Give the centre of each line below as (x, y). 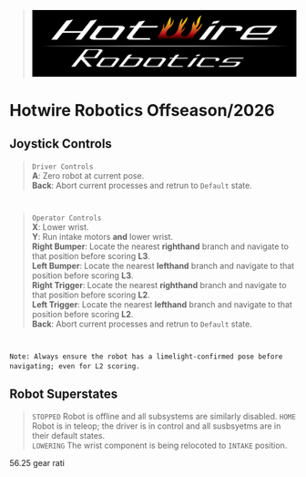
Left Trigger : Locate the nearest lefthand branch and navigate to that (162, 304)
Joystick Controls (61, 144)
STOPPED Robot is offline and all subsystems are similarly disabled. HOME (163, 416)
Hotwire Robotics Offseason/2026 (142, 110)
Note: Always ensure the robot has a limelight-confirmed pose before (146, 357)
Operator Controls (66, 218)
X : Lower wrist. (60, 227)
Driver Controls (62, 166)
